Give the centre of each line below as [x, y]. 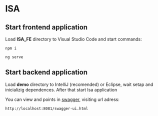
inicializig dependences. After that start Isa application [61, 89]
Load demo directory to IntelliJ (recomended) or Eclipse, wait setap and [79, 84]
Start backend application [46, 72]
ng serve [14, 57]
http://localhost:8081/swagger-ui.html [47, 108]
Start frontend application [46, 27]
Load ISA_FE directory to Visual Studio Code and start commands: [73, 39]
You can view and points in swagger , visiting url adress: [62, 99]
